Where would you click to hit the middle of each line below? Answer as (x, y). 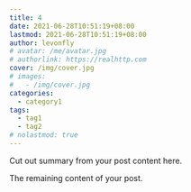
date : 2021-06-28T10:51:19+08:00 (72, 26)
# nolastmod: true (44, 135)
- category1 (40, 101)
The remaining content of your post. (76, 178)
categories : (32, 93)
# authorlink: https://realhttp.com (78, 59)
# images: (28, 77)
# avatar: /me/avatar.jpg (58, 51)
